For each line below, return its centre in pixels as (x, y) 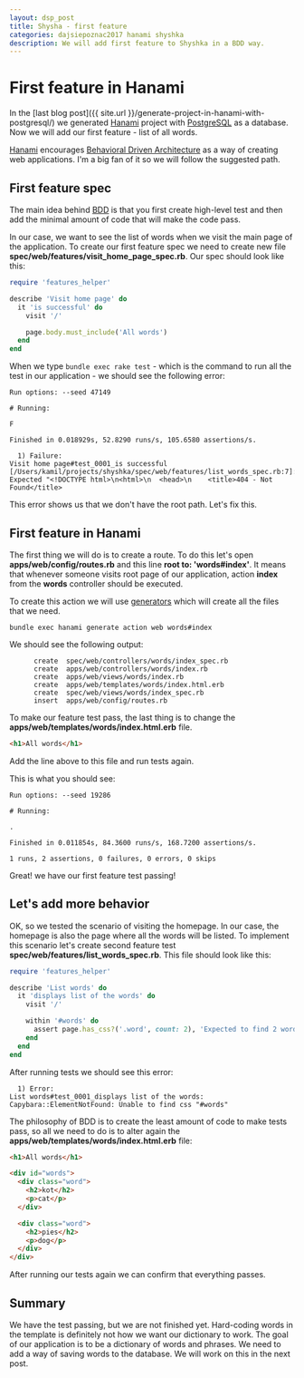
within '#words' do (62, 1021)
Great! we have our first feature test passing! (93, 875)
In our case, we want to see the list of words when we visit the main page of (151, 237)
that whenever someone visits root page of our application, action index (144, 574)
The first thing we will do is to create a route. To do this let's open (132, 555)
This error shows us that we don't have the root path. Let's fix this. (133, 505)
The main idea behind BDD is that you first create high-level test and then (146, 210)
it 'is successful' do (60, 307)
